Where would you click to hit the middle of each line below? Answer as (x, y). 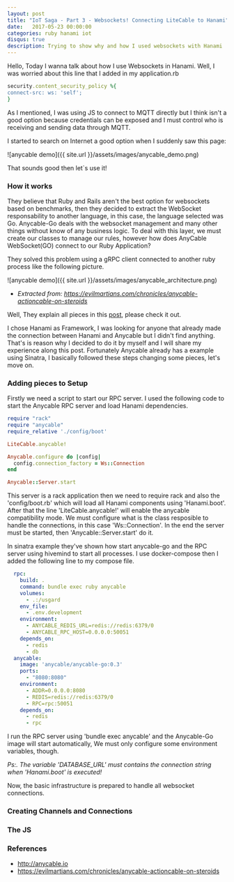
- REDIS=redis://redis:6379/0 (69, 697)
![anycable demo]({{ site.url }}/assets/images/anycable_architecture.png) (112, 280)
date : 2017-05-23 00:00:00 (49, 27)
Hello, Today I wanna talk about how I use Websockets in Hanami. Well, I (111, 66)
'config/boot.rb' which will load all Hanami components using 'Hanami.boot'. (117, 503)
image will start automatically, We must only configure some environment (112, 744)
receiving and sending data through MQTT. (69, 127)
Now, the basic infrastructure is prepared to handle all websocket (101, 786)
